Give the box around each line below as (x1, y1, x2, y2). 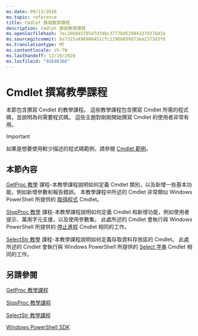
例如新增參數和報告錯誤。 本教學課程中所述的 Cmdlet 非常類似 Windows (16, 188, 193, 196)
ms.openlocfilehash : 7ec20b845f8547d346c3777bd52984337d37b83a (6, 31, 166, 37)
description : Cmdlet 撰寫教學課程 (6, 25, 86, 31)
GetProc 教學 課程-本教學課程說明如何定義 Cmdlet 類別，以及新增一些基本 (6, 181, 187, 188)
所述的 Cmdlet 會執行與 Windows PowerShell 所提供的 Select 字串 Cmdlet (6, 244, 186, 251)
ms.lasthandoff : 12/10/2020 (6, 53, 76, 59)
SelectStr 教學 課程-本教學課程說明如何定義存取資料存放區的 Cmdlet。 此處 (6, 236, 190, 243)
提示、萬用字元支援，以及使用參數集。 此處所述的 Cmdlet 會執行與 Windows (6, 216, 193, 223)
